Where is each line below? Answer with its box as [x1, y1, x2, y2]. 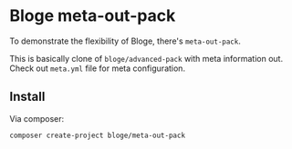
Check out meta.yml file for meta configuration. [9, 63, 185, 74]
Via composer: [9, 113, 65, 124]
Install [9, 89, 46, 104]
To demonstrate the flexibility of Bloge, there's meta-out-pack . [9, 35, 242, 46]
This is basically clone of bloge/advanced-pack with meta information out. [9, 53, 284, 64]
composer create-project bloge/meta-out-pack [9, 131, 185, 140]
